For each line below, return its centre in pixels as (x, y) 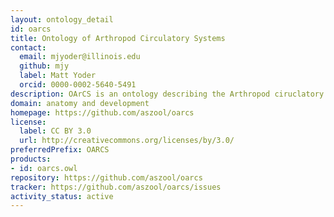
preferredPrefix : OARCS (60, 150)
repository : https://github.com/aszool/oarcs (106, 177)
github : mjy (44, 66)
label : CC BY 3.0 (55, 131)
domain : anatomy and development (80, 103)
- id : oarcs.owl (44, 168)
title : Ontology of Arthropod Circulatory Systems (118, 38)
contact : (28, 47)
